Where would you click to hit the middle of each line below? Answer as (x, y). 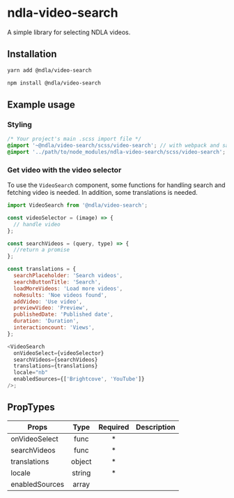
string (81, 473)
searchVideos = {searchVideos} (56, 360)
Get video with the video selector (64, 170)
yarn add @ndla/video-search (49, 70)
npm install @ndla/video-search (54, 83)
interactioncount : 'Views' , (54, 328)
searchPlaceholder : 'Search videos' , (68, 276)
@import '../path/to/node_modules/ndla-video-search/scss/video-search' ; (117, 152)
